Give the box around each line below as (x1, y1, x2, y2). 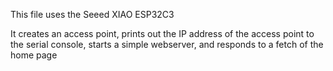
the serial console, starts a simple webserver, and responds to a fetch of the (10, 39, 324, 50)
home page (10, 49, 58, 61)
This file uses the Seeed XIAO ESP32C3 (10, 9, 175, 20)
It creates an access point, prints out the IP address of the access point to (10, 28, 315, 39)
